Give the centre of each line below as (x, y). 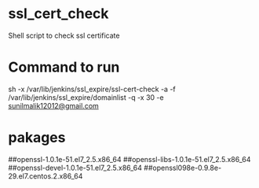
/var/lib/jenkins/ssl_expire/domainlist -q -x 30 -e (86, 97)
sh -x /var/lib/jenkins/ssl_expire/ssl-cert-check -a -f (92, 89)
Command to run (64, 67)
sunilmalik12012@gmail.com (54, 105)
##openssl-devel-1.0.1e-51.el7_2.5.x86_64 (75, 168)
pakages (37, 138)
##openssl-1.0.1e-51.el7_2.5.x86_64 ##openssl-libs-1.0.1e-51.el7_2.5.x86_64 (129, 159)
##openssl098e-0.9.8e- (183, 168)
